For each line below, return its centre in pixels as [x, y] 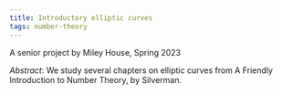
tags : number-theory [49, 26]
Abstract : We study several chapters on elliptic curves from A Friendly [141, 70]
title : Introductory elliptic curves [81, 18]
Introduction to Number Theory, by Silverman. [96, 79]
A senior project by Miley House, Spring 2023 [95, 52]
